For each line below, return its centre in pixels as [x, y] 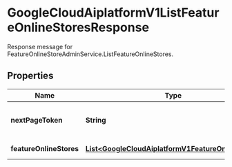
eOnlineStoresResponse [78, 27]
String [96, 120]
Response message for [40, 46]
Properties [30, 76]
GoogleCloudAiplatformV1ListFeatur [113, 13]
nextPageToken [37, 120]
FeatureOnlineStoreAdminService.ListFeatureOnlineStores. [90, 54]
